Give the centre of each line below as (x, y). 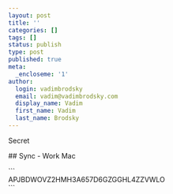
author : (21, 81)
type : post (26, 52)
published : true (35, 60)
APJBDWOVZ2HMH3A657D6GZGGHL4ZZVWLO (87, 179)
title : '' (24, 23)
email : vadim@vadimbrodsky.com (67, 96)
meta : (17, 67)
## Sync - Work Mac (42, 155)
